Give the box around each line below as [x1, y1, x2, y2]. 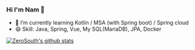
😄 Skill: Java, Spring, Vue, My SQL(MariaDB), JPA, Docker [15, 25, 162, 33]
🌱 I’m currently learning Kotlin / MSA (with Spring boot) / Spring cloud [15, 19, 189, 27]
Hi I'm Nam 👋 [6, 5, 45, 14]
